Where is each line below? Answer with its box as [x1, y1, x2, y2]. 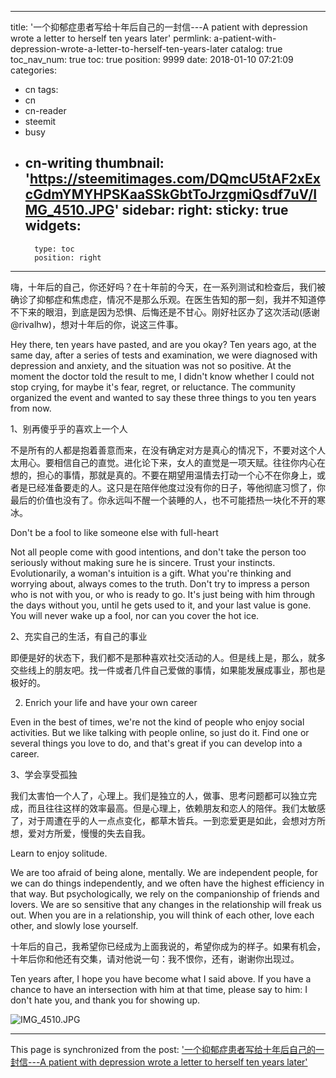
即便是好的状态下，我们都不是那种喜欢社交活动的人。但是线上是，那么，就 [10, 651, 317, 663]
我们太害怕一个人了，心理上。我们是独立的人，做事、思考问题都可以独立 [10, 789, 308, 801]
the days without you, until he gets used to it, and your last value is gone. [10, 599, 312, 611]
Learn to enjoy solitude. [10, 847, 108, 859]
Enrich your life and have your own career [24, 696, 198, 708]
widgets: [24, 217, 82, 235]
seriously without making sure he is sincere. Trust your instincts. [10, 556, 276, 568]
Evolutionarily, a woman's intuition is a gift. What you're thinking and [10, 567, 292, 579]
